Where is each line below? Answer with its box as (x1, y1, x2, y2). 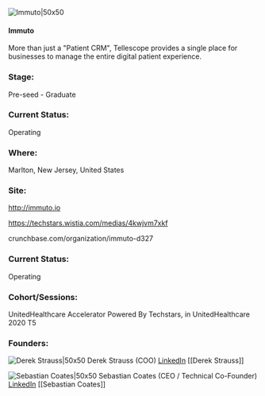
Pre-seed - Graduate (8, 90, 77, 99)
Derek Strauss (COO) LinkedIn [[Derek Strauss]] (86, 356, 244, 365)
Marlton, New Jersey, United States (8, 165, 125, 175)
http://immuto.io (8, 203, 61, 213)
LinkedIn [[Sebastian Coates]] (8, 379, 106, 389)
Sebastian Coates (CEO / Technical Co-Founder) (98, 371, 258, 381)
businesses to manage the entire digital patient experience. (8, 52, 202, 61)
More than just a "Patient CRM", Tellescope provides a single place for (8, 44, 238, 53)
